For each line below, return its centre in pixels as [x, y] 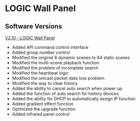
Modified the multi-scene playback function [56, 63]
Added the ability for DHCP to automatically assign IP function [74, 99]
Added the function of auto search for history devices [65, 93]
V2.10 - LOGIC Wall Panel [30, 38]
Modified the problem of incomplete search [55, 68]
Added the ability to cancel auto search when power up [67, 88]
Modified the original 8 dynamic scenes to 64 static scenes [71, 58]
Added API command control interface [50, 47]
